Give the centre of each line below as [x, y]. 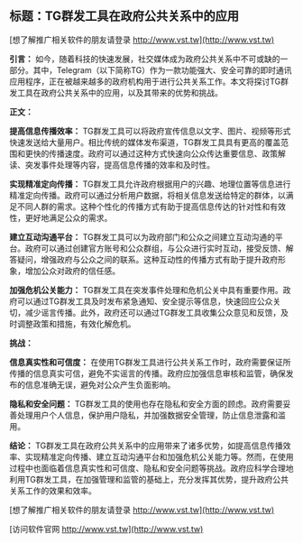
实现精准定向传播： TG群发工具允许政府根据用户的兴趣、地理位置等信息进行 [150, 184]
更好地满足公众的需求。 [69, 217]
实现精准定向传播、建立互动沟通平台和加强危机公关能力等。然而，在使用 [159, 456]
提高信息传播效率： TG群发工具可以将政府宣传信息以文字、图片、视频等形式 [150, 131]
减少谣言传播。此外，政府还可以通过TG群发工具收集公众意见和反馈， [153, 312]
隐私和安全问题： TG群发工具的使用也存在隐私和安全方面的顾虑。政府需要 [147, 403]
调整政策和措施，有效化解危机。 [76, 324]
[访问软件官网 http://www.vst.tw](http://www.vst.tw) [106, 529]
